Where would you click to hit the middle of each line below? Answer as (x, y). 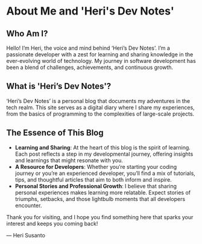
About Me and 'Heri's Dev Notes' (90, 11)
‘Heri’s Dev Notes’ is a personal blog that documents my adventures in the (98, 101)
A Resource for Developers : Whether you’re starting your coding (96, 167)
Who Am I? (27, 34)
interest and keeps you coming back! (52, 223)
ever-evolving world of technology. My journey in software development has (101, 61)
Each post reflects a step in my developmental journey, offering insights (104, 154)
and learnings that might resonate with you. (69, 160)
